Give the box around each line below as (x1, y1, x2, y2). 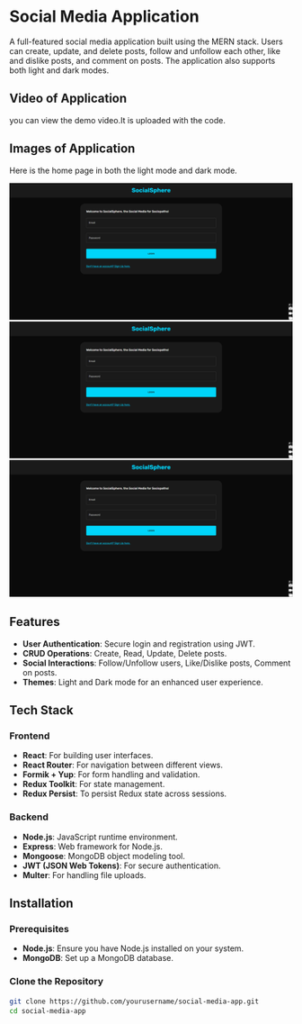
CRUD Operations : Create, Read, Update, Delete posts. (22, 648, 227, 658)
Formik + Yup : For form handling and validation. (22, 769, 200, 780)
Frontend (9, 729, 50, 742)
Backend (9, 811, 49, 823)
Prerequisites (9, 923, 69, 936)
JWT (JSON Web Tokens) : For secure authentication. (22, 860, 222, 871)
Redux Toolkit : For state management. (22, 779, 165, 790)
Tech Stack (9, 702, 74, 718)
